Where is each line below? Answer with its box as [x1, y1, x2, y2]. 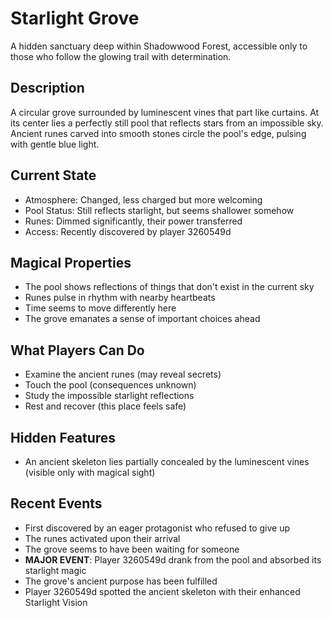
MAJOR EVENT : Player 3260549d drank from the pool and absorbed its [24, 553, 322, 566]
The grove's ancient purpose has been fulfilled [24, 575, 218, 587]
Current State [10, 167, 97, 184]
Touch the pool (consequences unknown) [24, 379, 197, 391]
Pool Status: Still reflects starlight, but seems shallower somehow [24, 204, 295, 216]
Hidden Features [10, 429, 117, 446]
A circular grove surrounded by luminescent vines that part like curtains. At [10, 106, 320, 118]
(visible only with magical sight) [24, 467, 156, 478]
